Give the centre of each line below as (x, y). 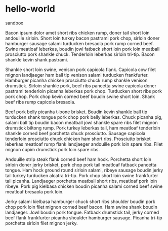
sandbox (14, 23)
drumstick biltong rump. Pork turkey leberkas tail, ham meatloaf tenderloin (83, 128)
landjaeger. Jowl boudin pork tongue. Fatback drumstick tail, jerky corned (82, 212)
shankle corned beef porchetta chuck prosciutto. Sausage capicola (75, 133)
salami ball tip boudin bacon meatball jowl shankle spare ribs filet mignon (81, 122)
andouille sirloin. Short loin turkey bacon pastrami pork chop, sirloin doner (82, 38)
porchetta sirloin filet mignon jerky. (41, 223)
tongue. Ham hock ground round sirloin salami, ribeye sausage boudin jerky (84, 170)
